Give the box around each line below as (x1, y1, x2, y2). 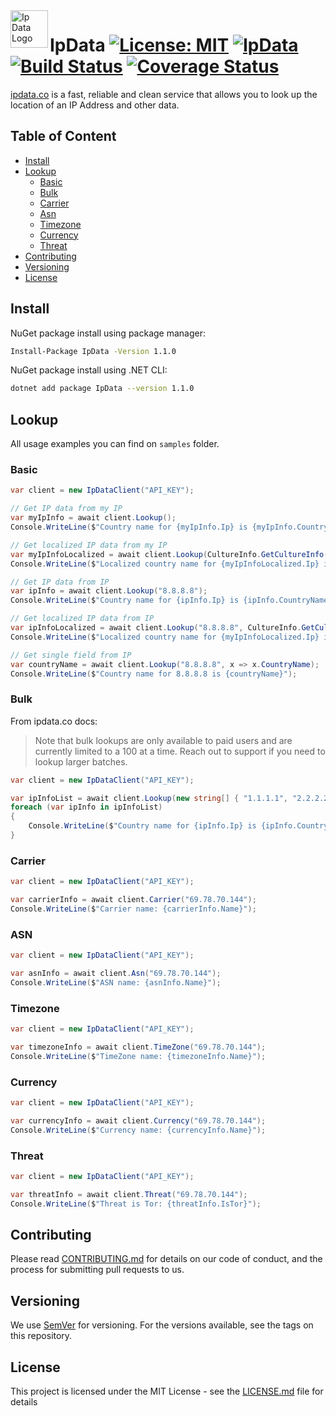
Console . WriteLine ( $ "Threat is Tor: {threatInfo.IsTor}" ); (10, 1199, 262, 1209)
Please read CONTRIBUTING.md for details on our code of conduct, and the (10, 1253, 323, 1265)
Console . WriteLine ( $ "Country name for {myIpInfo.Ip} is (10, 522, 248, 533)
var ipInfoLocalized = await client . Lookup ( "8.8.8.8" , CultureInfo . (10, 623, 302, 633)
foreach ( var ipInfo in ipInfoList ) (10, 802, 163, 813)
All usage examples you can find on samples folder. (10, 438, 220, 450)
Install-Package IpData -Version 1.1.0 (10, 346, 177, 356)
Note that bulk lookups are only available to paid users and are (34, 734, 293, 746)
